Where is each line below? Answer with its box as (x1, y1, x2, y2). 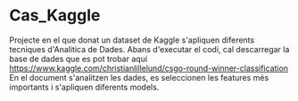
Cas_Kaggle (9, 5, 101, 26)
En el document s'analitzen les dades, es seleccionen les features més (9, 72, 269, 82)
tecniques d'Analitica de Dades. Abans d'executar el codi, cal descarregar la (9, 43, 290, 54)
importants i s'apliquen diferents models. (9, 82, 160, 92)
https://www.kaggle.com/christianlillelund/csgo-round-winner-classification (9, 63, 288, 74)
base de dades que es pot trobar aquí (9, 53, 148, 64)
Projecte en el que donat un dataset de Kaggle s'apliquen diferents (9, 35, 255, 45)
